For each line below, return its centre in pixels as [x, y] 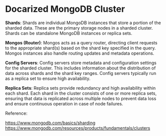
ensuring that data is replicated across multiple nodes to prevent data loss [81, 98]
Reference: [16, 113]
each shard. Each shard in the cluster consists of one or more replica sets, [81, 93]
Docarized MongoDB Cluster [65, 9]
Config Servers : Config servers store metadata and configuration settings [81, 63]
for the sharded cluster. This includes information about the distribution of [81, 68]
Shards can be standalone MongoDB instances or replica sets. [69, 33]
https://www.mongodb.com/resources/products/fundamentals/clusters [78, 128]
